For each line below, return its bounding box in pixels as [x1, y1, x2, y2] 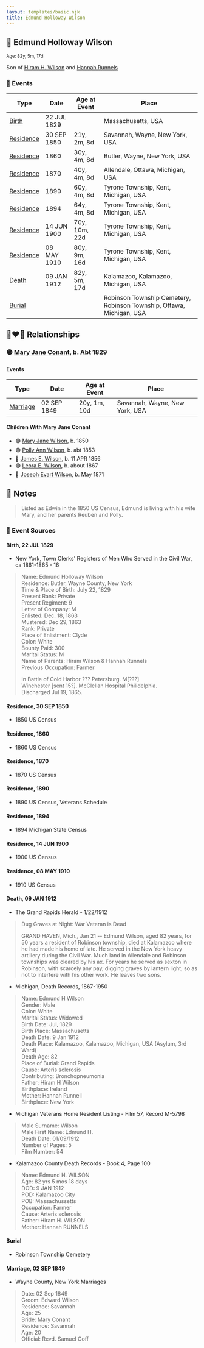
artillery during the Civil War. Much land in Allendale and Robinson [21, 951, 186, 959]
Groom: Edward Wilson [21, 1296, 79, 1304]
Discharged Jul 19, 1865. [21, 689, 83, 696]
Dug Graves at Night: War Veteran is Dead [21, 920, 126, 928]
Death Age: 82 [21, 1052, 58, 1060]
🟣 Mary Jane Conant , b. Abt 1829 [6, 348, 107, 357]
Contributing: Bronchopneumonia [21, 1072, 105, 1079]
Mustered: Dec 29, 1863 [21, 619, 82, 626]
